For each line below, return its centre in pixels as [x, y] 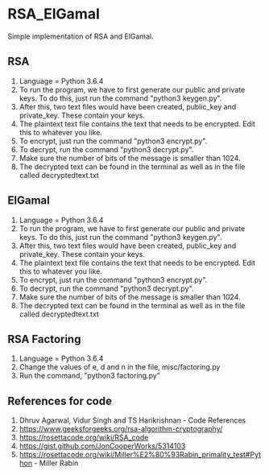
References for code [60, 401]
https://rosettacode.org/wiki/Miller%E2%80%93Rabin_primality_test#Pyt [140, 455]
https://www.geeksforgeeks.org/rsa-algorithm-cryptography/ [121, 429]
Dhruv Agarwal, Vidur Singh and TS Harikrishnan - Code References [132, 420]
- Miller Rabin [56, 463]
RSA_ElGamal [54, 14]
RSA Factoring [44, 339]
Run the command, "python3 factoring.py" [89, 376]
